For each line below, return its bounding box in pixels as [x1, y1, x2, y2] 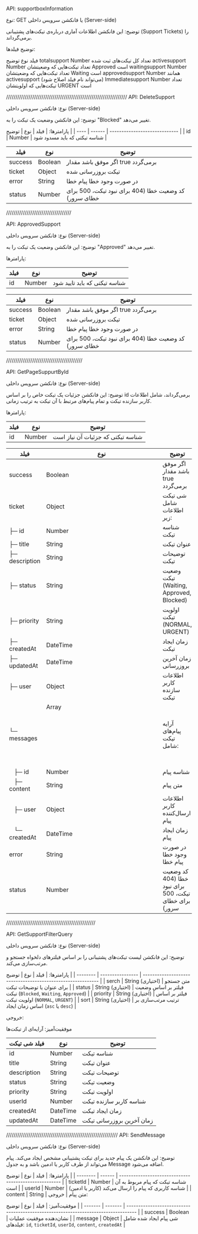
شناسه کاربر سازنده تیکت [82, 1097, 146, 1105]
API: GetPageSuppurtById [6, 368, 69, 375]
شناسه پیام [162, 768, 190, 776]
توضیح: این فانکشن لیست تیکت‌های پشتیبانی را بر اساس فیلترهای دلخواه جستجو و [6, 953, 184, 960]
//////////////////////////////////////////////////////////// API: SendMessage [6, 1131, 166, 1138]
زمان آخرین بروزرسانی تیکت [82, 1117, 153, 1124]
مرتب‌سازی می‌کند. [6, 960, 48, 966]
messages [9, 734, 38, 742]
